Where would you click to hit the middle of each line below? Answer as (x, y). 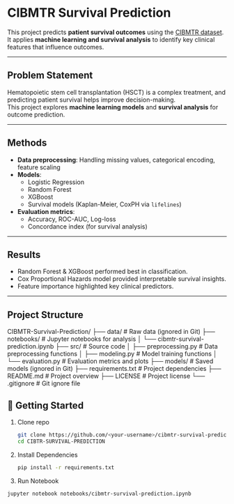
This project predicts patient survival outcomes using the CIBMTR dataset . (116, 32)
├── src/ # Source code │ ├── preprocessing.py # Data (136, 346)
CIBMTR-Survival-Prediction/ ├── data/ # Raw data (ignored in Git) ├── (111, 332)
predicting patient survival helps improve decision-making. (92, 100)
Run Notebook (38, 481)
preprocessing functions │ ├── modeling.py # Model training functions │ (112, 354)
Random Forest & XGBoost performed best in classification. (102, 272)
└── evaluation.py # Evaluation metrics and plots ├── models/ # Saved (110, 361)
